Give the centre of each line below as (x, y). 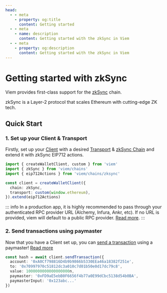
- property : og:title (37, 19)
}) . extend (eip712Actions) (33, 197)
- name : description (36, 34)
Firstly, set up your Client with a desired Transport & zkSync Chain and (80, 149)
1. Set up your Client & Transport (46, 138)
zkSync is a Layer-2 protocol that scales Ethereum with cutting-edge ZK (81, 102)
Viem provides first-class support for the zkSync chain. (64, 92)
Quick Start (24, 123)
